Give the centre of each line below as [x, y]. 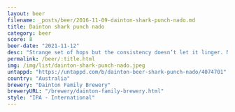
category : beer [29, 33]
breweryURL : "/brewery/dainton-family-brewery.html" [86, 91]
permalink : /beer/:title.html [51, 59]
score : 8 [20, 40]
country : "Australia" [39, 78]
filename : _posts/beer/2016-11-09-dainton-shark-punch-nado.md [101, 20]
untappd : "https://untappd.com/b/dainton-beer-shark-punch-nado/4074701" [117, 72]
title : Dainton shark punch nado [56, 26]
